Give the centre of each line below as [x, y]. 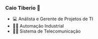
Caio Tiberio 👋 [23, 8]
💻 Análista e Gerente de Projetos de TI [53, 19]
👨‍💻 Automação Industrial [38, 26]
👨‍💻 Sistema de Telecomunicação [46, 31]
